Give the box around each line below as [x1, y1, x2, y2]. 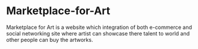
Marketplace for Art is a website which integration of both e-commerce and [6, 24, 193, 31]
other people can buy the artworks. [6, 36, 93, 43]
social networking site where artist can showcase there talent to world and [6, 30, 190, 37]
